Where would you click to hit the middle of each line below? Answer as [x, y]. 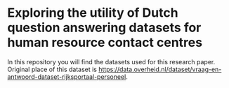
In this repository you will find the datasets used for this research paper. [111, 61]
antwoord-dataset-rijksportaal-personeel [67, 76]
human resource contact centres [105, 43]
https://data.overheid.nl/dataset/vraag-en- [160, 69]
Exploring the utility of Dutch [93, 13]
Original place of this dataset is [52, 69]
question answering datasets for [104, 28]
